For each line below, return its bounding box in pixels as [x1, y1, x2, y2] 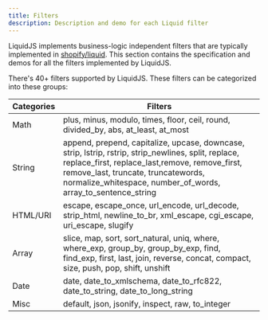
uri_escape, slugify [62, 220, 134, 231]
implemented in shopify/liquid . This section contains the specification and [8, 49, 250, 59]
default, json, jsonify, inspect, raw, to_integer [62, 298, 231, 309]
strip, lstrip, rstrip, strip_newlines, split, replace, [62, 146, 239, 158]
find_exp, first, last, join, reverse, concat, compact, [62, 252, 251, 263]
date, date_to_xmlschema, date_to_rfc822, [62, 275, 222, 287]
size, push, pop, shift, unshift [62, 262, 171, 273]
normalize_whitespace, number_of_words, [62, 177, 221, 188]
